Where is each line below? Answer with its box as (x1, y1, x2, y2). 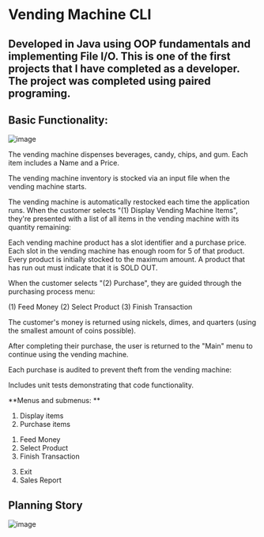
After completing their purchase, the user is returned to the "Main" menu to (8, 341, 253, 351)
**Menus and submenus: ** (8, 396, 100, 406)
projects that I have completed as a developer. (8, 62, 240, 75)
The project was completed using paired (8, 74, 211, 88)
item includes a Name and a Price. (8, 158, 120, 168)
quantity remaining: (8, 223, 71, 232)
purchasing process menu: (8, 287, 96, 296)
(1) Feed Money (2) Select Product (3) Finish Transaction (8, 303, 193, 312)
